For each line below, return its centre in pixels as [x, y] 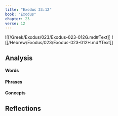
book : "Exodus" [21, 14]
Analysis [19, 58]
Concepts [15, 93]
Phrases [14, 82]
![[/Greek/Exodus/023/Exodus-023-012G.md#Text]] [58, 37]
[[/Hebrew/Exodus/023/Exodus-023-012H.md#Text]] [59, 43]
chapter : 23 [17, 19]
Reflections [23, 108]
